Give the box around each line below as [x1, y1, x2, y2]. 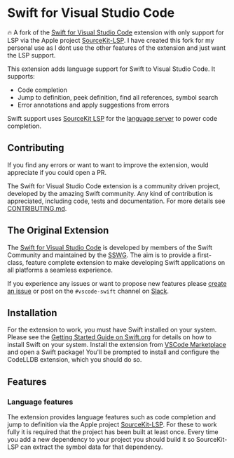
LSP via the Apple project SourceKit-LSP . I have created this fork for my [7, 36, 214, 44]
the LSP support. [7, 51, 56, 59]
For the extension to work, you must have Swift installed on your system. [7, 325, 217, 334]
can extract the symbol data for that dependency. [20, 443, 163, 451]
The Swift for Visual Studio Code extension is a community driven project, [7, 181, 221, 190]
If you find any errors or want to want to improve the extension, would [7, 160, 209, 169]
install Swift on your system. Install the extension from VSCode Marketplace [7, 341, 226, 349]
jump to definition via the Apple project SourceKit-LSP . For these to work [7, 420, 217, 429]
